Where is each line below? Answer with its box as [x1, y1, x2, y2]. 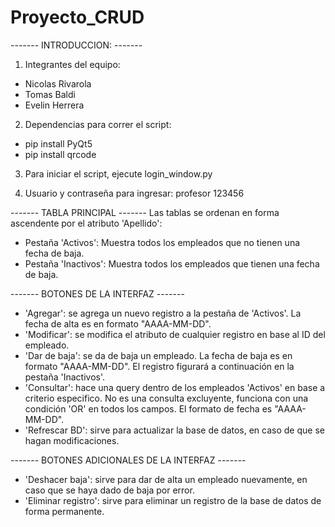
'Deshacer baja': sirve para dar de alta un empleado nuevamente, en [24, 473, 308, 485]
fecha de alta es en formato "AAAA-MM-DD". [24, 317, 212, 330]
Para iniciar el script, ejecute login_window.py [24, 167, 213, 180]
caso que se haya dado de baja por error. [24, 484, 195, 496]
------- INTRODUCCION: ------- [10, 39, 143, 51]
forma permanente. [24, 505, 105, 517]
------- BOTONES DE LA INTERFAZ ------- [10, 287, 185, 300]
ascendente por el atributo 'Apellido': [10, 217, 163, 229]
